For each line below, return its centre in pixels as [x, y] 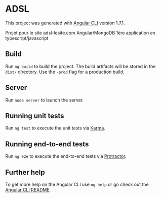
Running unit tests [35, 115]
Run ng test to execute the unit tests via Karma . [55, 128]
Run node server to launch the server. [45, 100]
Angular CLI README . [28, 190]
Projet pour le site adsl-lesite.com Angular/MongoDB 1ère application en [80, 32]
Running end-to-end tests [47, 144]
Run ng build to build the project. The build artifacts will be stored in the [80, 66]
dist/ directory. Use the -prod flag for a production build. [65, 72]
